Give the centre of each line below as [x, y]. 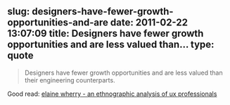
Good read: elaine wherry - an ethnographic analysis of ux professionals [112, 94]
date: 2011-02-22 [149, 23]
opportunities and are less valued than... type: [111, 45]
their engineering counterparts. [70, 80]
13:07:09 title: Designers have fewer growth [106, 33]
